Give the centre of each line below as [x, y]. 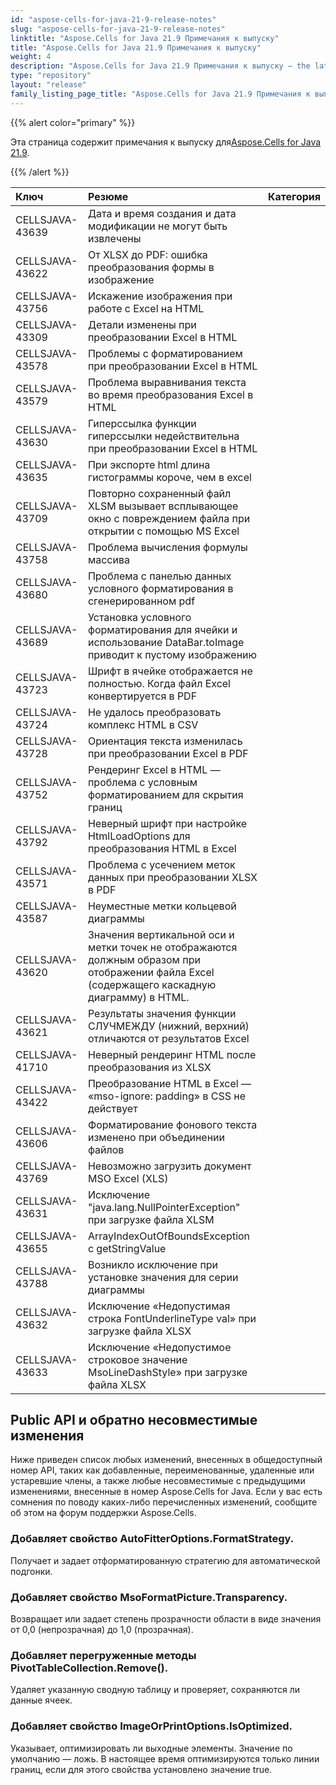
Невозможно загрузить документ [169, 1166]
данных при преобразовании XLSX [172, 877]
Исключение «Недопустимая [159, 1306]
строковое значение [137, 1359]
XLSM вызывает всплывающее [163, 506]
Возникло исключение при [153, 1264]
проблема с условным [142, 782]
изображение [121, 279]
